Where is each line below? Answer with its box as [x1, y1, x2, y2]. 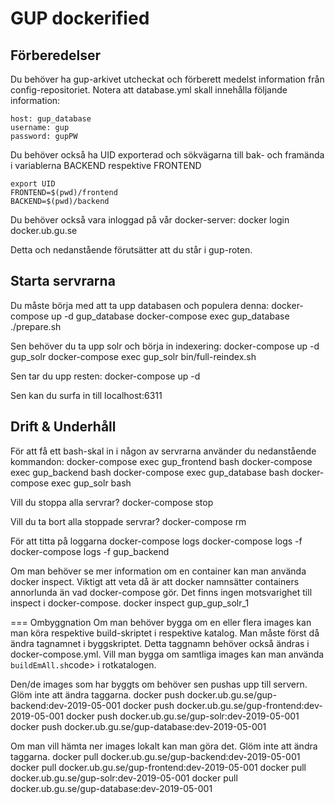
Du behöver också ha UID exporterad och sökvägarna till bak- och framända [10, 149, 325, 161]
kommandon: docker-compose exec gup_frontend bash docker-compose [10, 455, 313, 467]
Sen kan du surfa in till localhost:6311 [10, 389, 163, 401]
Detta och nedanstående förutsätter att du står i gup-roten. [10, 244, 253, 256]
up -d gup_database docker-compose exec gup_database [51, 310, 290, 322]
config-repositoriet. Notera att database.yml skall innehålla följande [10, 84, 288, 96]
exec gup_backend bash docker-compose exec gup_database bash [10, 466, 290, 478]
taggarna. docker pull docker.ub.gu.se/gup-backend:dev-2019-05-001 [10, 750, 301, 762]
